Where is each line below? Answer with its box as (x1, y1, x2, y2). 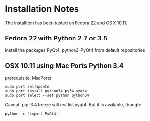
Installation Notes (5, 3, 79, 15)
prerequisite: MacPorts (5, 75, 52, 81)
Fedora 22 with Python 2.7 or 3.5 (5, 34, 108, 42)
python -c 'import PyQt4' (5, 111, 58, 116)
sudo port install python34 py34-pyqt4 (5, 88, 87, 93)
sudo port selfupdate (5, 84, 50, 89)
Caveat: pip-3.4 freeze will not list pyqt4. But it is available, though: (5, 101, 142, 107)
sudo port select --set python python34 (5, 93, 90, 98)
